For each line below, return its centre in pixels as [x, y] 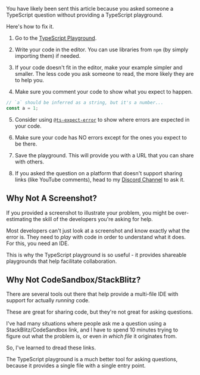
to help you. [29, 80]
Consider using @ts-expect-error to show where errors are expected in [102, 119]
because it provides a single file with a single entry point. [76, 365]
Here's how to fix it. [30, 27]
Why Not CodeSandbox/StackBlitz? [74, 280]
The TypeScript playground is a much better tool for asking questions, [92, 359]
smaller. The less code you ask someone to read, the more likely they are [104, 74]
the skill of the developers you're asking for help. [93, 219]
